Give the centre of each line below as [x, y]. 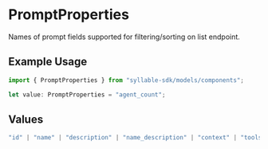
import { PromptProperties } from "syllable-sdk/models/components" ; [126, 80]
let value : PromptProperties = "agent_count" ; [87, 94]
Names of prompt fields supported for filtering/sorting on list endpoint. [124, 37]
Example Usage [48, 62]
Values [26, 119]
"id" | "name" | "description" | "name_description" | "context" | [123, 138]
